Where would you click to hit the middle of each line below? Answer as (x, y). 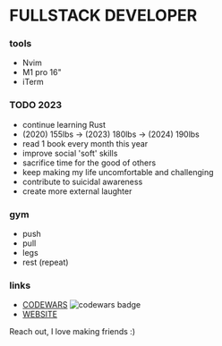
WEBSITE (40, 315)
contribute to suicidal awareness (82, 181)
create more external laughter (77, 191)
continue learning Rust (64, 124)
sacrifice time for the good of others (89, 163)
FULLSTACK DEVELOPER (103, 16)
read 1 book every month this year (85, 143)
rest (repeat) (45, 262)
